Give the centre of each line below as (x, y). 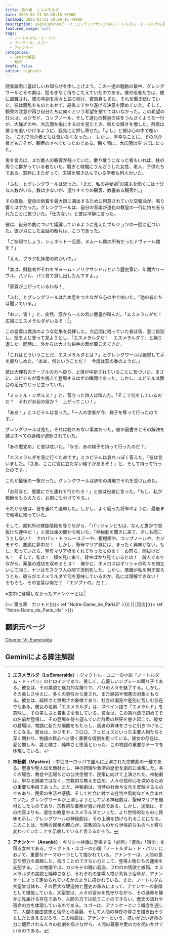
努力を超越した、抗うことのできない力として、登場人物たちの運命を (92, 861)
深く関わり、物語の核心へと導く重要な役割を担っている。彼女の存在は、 (88, 738)
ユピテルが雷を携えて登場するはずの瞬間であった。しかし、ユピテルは (87, 378)
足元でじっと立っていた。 (40, 385)
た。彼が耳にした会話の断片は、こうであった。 (54, 230)
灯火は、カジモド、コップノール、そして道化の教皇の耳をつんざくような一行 (85, 118)
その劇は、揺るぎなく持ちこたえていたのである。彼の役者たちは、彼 (93, 92)
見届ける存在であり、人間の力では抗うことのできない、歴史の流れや (92, 899)
